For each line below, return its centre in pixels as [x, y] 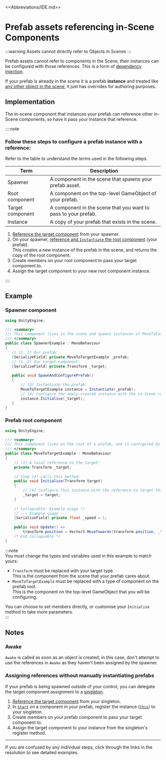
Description [104, 171]
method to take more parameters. [39, 612]
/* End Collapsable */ [37, 536]
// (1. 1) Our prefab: [35, 352]
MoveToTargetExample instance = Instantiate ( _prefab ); [78, 389]
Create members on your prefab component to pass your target [77, 717]
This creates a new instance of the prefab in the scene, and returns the [84, 250]
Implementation [30, 102]
